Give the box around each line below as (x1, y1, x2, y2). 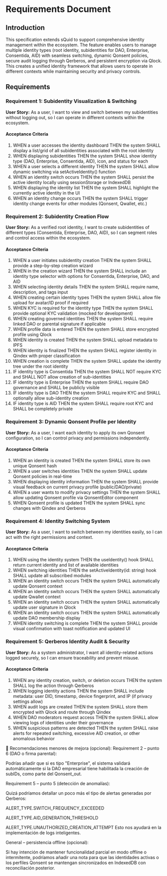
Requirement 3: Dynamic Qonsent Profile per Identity (5, 418, 137, 425)
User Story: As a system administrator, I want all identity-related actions (5, 650, 154, 656)
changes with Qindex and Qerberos (12, 505, 86, 511)
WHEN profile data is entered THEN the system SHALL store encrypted (12, 326, 159, 332)
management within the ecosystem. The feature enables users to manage (5, 42, 157, 48)
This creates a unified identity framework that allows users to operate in (5, 63, 153, 69)
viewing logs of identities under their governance (12, 719, 114, 725)
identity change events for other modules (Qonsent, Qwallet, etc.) (12, 201, 148, 207)
